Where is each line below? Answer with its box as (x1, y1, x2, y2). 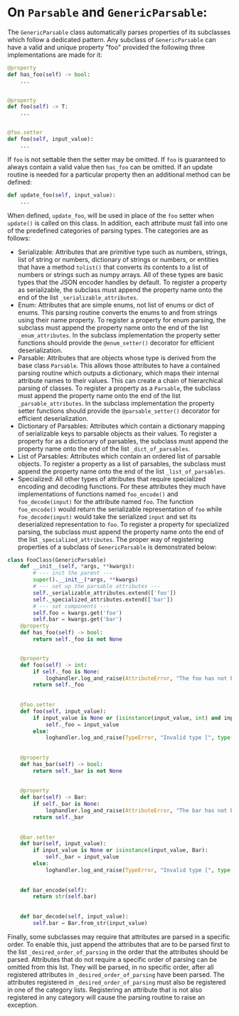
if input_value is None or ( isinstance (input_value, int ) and (33, 714, 221, 721)
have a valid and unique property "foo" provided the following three (7, 43, 206, 51)
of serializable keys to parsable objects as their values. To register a (17, 429, 217, 438)
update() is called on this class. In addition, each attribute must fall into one (7, 219, 228, 227)
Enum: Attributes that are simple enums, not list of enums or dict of (17, 300, 215, 309)
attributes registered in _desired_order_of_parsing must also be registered (7, 978, 226, 986)
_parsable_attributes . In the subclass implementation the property (17, 399, 215, 407)
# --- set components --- (33, 602, 110, 609)
